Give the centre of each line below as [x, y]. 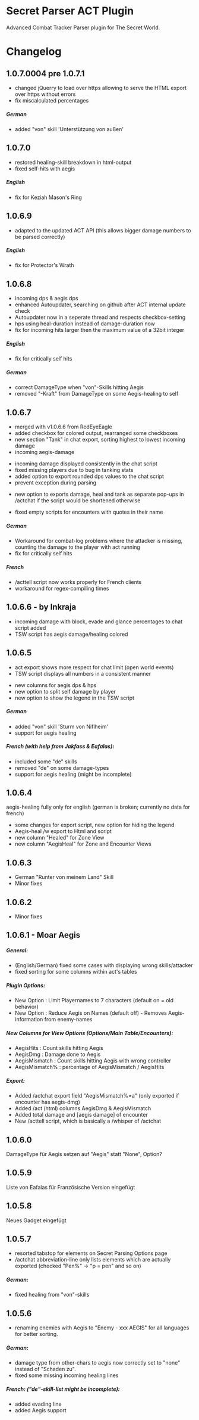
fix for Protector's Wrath [44, 265]
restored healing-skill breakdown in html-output [73, 162]
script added [30, 627]
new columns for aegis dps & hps [56, 685]
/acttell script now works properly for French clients [78, 582]
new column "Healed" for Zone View [59, 838]
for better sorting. [36, 1334]
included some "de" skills [46, 762]
